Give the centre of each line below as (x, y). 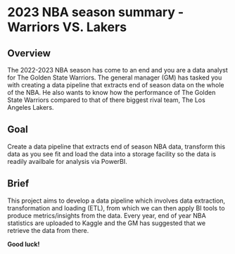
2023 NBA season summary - (96, 12)
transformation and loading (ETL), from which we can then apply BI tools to (116, 208)
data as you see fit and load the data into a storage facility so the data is (112, 154)
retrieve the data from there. (48, 230)
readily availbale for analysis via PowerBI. (68, 161)
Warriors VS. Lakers (67, 27)
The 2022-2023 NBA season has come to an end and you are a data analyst (118, 70)
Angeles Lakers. (31, 107)
